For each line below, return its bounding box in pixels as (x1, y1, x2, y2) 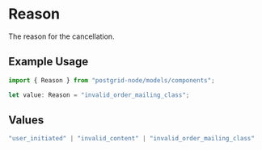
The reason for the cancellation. (8, 31, 115, 41)
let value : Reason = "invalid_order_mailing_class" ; (8, 90, 190, 99)
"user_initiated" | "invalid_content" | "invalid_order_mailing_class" (8, 135, 255, 143)
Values (8, 113, 44, 127)
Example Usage (8, 55, 89, 69)
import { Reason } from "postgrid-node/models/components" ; (8, 76, 216, 85)
